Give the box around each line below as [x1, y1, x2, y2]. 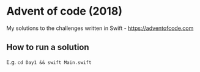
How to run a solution [6, 42, 90, 52]
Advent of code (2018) [6, 4, 122, 18]
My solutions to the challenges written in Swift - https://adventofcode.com [6, 24, 194, 32]
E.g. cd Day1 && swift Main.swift [6, 58, 92, 65]
